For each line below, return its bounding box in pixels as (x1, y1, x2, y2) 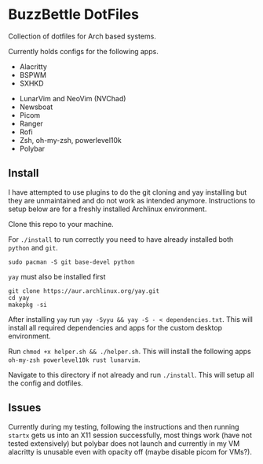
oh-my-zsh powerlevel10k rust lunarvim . (8, 355, 141, 364)
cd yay (8, 294, 30, 301)
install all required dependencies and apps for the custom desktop (8, 323, 222, 332)
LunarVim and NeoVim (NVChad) (19, 93, 126, 103)
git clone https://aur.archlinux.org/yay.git (8, 287, 159, 295)
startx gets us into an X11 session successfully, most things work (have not (8, 430, 253, 440)
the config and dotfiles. (8, 378, 84, 388)
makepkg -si (8, 301, 47, 309)
